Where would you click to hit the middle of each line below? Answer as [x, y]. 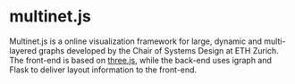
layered [23, 50]
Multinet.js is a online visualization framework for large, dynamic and [135, 41]
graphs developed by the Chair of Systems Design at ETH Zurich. [159, 50]
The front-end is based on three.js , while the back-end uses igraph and [141, 60]
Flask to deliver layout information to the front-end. [103, 70]
